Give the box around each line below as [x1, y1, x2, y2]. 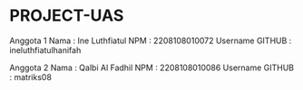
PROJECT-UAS [9, 5, 124, 26]
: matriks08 [9, 71, 53, 82]
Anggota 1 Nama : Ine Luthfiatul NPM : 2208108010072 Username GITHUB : [9, 35, 292, 46]
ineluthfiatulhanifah [9, 44, 82, 55]
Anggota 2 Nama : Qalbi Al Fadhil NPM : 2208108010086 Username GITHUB [9, 62, 295, 73]
